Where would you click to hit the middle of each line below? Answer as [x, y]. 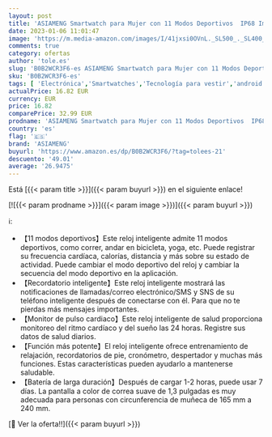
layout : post [30, 16]
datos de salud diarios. [58, 337]
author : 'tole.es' [39, 62]
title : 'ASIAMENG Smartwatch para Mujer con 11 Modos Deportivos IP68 [132, 23]
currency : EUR [32, 99]
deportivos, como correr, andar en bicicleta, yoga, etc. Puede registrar [137, 248]
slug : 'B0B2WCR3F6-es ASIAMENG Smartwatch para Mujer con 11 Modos [125, 69]
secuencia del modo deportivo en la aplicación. [99, 274]
